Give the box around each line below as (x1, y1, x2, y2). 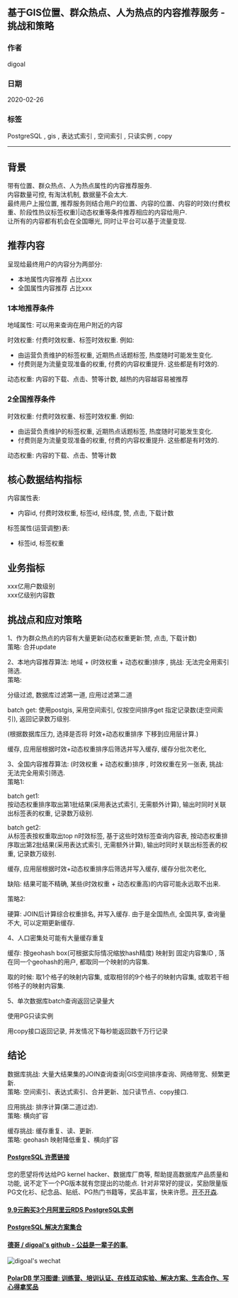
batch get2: (7, 823, 41, 832)
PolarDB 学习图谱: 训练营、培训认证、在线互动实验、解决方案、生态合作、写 (7, 1273, 229, 1282)
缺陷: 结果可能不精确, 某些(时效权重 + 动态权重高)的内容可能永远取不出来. (7, 879, 221, 888)
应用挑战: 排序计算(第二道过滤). (7, 1102, 98, 1111)
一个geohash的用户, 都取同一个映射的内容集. (19, 957, 150, 966)
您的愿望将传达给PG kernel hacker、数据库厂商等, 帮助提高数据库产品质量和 (7, 1170, 229, 1178)
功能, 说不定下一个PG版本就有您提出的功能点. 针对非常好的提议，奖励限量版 (7, 1179, 228, 1187)
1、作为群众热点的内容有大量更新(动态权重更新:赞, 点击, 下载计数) (7, 634, 197, 642)
